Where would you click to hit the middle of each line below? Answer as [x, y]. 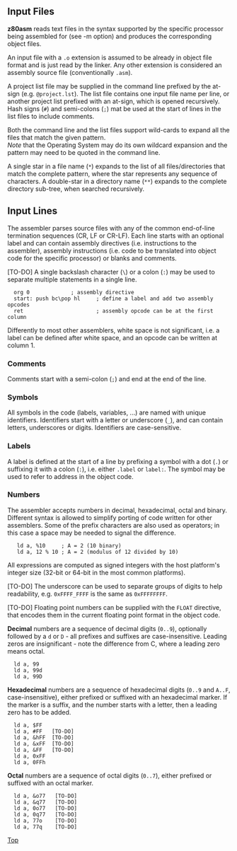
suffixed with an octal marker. [51, 783]
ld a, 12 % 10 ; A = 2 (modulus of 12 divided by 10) [98, 552]
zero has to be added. [39, 712]
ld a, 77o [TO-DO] [46, 821]
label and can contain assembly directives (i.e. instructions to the [102, 243]
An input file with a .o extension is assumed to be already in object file [110, 57]
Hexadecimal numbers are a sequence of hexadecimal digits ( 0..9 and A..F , [119, 690]
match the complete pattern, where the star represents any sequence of [112, 173]
